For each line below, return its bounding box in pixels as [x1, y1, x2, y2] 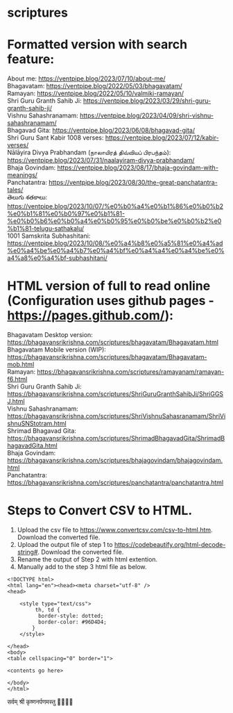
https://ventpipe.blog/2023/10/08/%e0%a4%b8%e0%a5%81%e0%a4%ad [7, 239, 223, 247]
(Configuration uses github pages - [7, 293, 215, 309]
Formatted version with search [7, 37, 188, 53]
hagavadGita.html [7, 441, 58, 450]
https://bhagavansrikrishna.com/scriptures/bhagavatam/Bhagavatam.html [7, 338, 218, 347]
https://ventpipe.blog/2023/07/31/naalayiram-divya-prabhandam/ [7, 156, 195, 165]
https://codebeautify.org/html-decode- [114, 541, 226, 548]
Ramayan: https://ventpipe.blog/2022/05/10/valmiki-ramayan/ [7, 89, 184, 98]
